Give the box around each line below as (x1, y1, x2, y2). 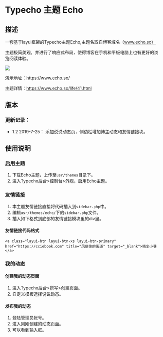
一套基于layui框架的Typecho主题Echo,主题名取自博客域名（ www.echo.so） (5, 39, 156, 45)
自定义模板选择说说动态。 (12, 291, 64, 297)
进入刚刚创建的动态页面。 (12, 321, 64, 327)
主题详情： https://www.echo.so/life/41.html (5, 86, 92, 91)
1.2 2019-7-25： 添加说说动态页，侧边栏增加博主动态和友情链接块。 (12, 128, 148, 134)
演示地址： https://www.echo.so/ (5, 75, 70, 81)
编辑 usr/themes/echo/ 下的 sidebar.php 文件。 (12, 210, 101, 215)
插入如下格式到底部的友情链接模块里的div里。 (12, 215, 104, 221)
